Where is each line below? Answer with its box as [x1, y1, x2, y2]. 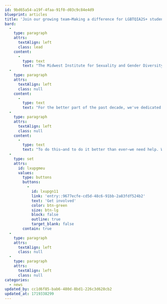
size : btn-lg [31, 207, 58, 213]
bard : [4, 21, 16, 27]
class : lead [17, 45, 43, 50]
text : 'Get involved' [31, 198, 77, 203]
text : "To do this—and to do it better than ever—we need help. [22, 147, 159, 152]
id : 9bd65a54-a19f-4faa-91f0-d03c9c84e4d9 [4, 7, 94, 13]
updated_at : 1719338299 [4, 291, 54, 296]
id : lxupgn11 [31, 189, 58, 194]
